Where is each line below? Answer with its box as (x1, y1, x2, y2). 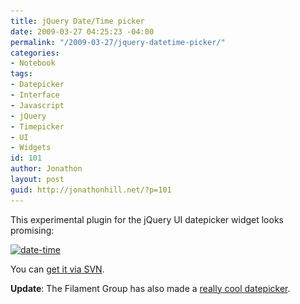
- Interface (10, 90, 60, 100)
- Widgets (10, 143, 52, 153)
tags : (10, 69, 33, 79)
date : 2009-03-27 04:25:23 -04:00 (10, 26, 155, 37)
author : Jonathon (10, 164, 83, 174)
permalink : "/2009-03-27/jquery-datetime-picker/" (10, 37, 226, 47)
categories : (10, 48, 60, 58)
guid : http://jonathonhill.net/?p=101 (10, 185, 172, 195)
